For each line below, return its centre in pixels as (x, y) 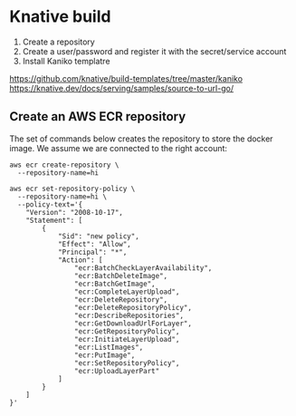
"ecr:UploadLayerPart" (117, 371)
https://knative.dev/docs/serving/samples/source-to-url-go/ (121, 88)
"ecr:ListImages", (109, 347)
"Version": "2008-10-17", (75, 212)
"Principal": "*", (92, 252)
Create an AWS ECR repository (98, 116)
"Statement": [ (54, 220)
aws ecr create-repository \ (64, 165)
